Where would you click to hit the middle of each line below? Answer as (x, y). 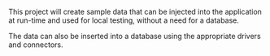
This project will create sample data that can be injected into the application (135, 12)
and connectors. (36, 45)
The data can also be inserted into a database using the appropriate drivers (135, 36)
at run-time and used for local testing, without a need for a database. (124, 20)
